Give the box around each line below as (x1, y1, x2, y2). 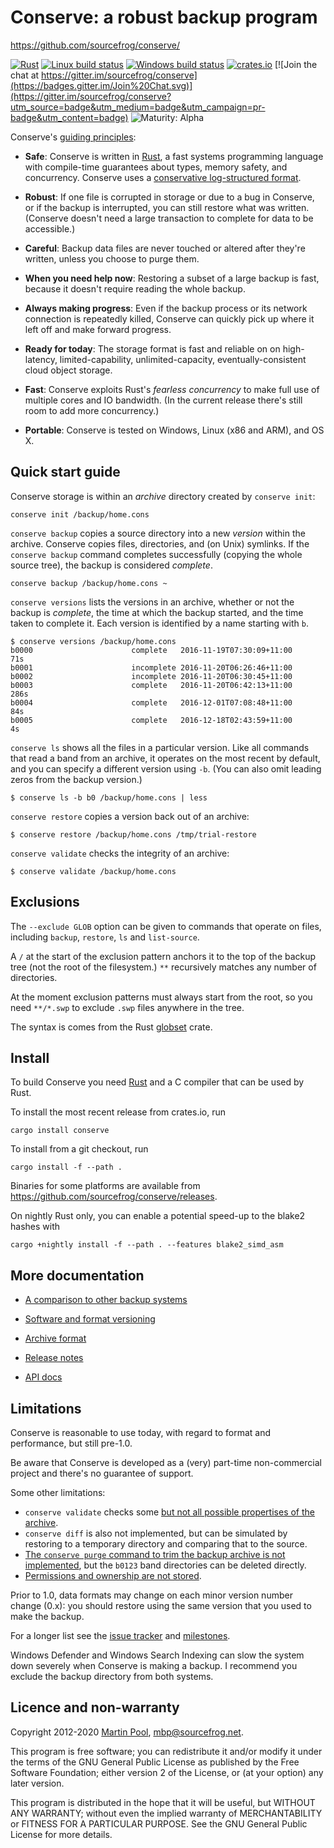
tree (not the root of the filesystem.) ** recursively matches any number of (10, 961, 317, 973)
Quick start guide (10, 464, 121, 481)
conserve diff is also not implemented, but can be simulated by (24, 1527, 288, 1539)
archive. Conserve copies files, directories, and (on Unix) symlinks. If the (10, 537, 310, 550)
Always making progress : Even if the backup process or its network (24, 302, 308, 314)
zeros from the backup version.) (10, 773, 143, 785)
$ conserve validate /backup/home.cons (10, 866, 177, 876)
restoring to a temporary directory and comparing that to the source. (24, 1538, 308, 1550)
